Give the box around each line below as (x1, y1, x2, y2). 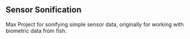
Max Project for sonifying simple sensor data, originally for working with (5, 20, 184, 28)
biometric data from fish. (5, 27, 67, 34)
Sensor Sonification (5, 5, 82, 15)
